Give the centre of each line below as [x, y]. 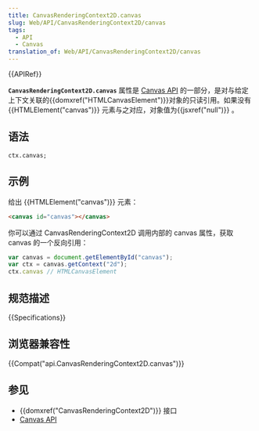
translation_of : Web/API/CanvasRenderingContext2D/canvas [104, 52]
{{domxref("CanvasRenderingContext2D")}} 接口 [98, 410]
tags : [17, 30]
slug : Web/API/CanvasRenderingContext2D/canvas [87, 23]
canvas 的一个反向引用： [48, 242]
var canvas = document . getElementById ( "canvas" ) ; [91, 257]
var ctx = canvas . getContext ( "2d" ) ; [68, 264]
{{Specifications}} [37, 317]
